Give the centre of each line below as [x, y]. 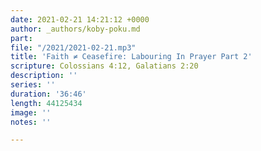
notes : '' [31, 122]
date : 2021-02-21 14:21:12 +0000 [80, 19]
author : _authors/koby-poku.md [75, 29]
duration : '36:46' [48, 94]
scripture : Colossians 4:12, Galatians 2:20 [104, 66]
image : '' [31, 112]
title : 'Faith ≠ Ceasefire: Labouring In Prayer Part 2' [131, 57]
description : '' [44, 76]
